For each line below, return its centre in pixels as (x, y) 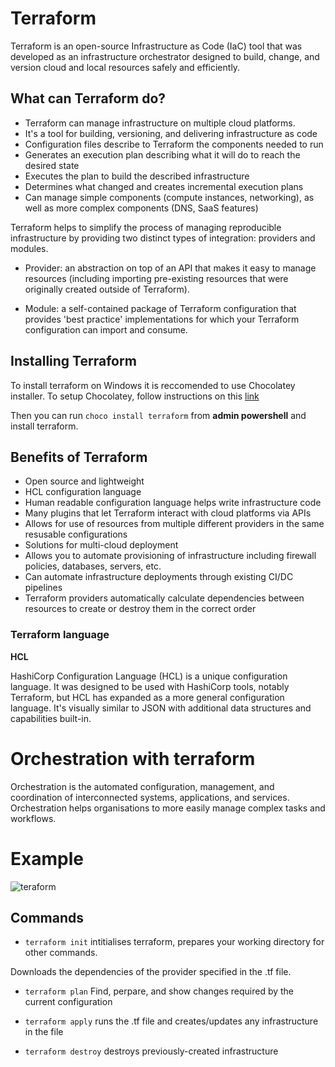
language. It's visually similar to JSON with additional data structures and (161, 708)
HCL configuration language (83, 492)
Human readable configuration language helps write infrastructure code (173, 503)
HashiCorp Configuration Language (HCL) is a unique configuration (149, 676)
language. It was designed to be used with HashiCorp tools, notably (150, 686)
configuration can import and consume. (106, 329)
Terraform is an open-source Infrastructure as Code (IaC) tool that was (156, 46)
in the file (44, 1032)
